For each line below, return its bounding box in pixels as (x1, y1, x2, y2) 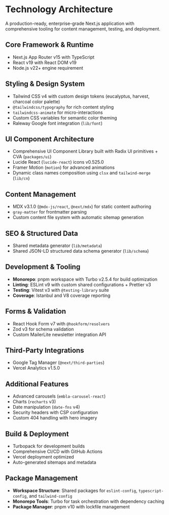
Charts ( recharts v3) (12, 399, 56, 405)
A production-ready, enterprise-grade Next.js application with (5, 20, 134, 26)
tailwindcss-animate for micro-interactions (12, 109, 103, 115)
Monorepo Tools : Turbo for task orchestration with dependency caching (12, 498, 164, 504)
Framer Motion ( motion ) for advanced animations (12, 164, 115, 171)
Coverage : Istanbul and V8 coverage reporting (12, 292, 111, 298)
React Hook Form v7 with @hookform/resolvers (12, 320, 110, 326)
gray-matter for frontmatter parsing (12, 209, 87, 215)
